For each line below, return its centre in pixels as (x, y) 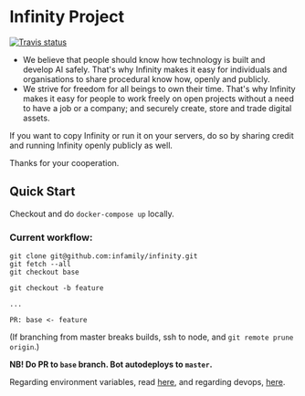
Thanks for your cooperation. (64, 162)
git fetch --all (40, 265)
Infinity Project (67, 17)
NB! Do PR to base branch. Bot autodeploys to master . (111, 365)
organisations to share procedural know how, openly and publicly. (147, 78)
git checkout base (44, 272)
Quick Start (42, 192)
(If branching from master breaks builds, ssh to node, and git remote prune (152, 337)
